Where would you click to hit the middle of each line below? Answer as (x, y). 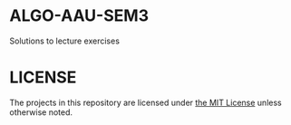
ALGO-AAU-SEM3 (79, 16)
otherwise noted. (41, 112)
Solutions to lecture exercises (65, 41)
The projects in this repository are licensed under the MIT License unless (146, 102)
